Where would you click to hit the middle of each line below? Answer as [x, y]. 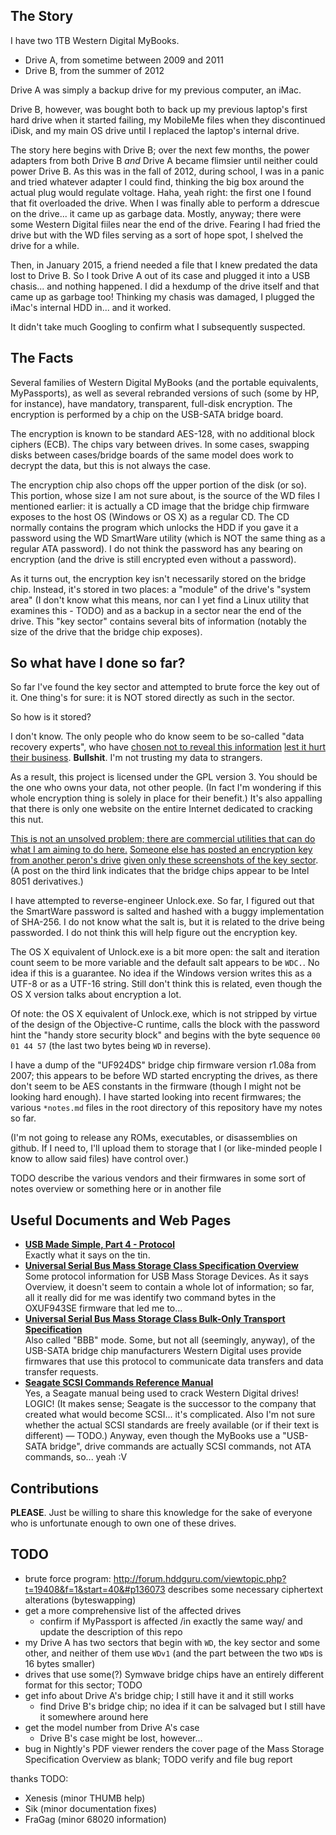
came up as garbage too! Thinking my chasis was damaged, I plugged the [162, 296]
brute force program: [68, 1578]
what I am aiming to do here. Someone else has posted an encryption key [161, 850]
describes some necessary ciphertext [245, 1589]
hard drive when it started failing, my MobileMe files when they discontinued [168, 120]
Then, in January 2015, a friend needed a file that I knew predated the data [164, 265]
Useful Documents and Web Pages [121, 1220]
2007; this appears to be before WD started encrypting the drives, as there [164, 1076]
